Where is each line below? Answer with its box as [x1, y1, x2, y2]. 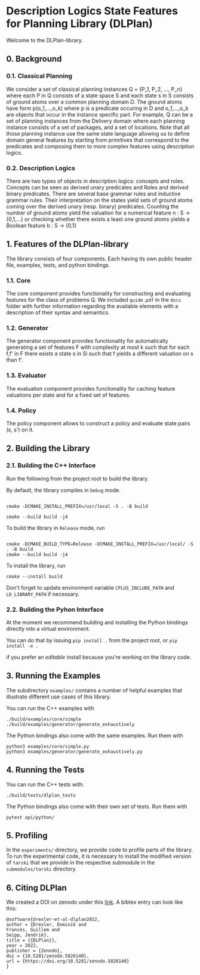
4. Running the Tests [6, 765, 85, 775]
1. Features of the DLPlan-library [6, 239, 129, 249]
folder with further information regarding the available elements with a [6, 303, 179, 310]
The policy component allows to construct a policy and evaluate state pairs [6, 419, 190, 427]
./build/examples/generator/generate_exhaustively [6, 721, 135, 727]
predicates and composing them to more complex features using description [6, 142, 195, 150]
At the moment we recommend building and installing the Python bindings [6, 618, 188, 626]
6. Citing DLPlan [6, 882, 67, 893]
